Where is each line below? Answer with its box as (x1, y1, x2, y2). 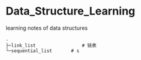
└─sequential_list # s (5, 47, 80, 54)
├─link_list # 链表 (5, 42, 97, 48)
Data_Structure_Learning (5, 4, 136, 18)
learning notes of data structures (5, 24, 88, 32)
